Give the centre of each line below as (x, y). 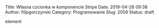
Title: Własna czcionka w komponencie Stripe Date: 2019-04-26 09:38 (77, 7)
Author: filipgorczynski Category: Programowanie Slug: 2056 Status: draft (80, 12)
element (13, 21)
